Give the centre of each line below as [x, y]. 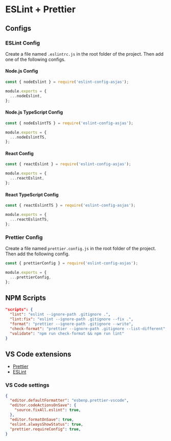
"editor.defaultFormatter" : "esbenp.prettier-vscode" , [69, 401]
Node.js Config [22, 71]
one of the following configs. [35, 59]
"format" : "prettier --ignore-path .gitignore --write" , [72, 324]
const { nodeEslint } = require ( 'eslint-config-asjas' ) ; [67, 82]
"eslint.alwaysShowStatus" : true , [46, 424]
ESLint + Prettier [41, 9]
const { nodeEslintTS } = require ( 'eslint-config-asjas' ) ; [69, 123]
